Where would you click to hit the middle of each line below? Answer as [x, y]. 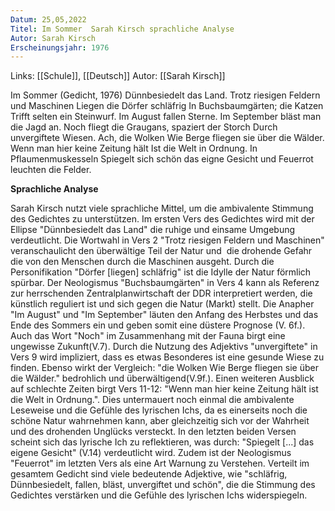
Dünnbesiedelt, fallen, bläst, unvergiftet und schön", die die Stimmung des [163, 485]
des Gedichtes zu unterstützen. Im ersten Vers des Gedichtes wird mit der [162, 219]
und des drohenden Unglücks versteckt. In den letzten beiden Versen [153, 432]
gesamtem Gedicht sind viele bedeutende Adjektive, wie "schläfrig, [149, 474]
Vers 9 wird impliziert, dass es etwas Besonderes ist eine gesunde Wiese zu [167, 357]
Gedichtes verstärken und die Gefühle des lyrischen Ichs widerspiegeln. [159, 495]
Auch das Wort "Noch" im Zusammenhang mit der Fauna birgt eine [148, 336]
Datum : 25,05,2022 [48, 19]
